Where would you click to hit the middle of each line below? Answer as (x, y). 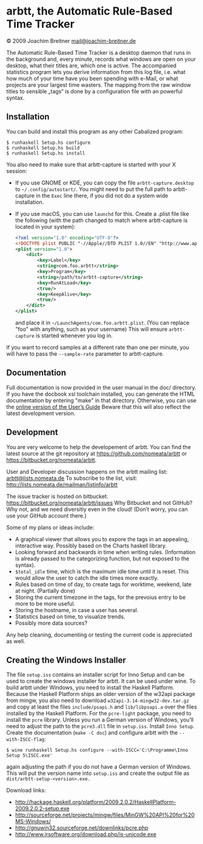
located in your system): (45, 226)
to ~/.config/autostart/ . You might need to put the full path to (93, 189)
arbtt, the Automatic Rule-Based (89, 11)
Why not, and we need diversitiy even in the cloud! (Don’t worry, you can (97, 509)
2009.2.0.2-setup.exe (42, 809)
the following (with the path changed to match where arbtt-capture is (101, 220)
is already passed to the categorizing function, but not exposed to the (102, 558)
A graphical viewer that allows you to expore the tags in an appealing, (102, 539)
